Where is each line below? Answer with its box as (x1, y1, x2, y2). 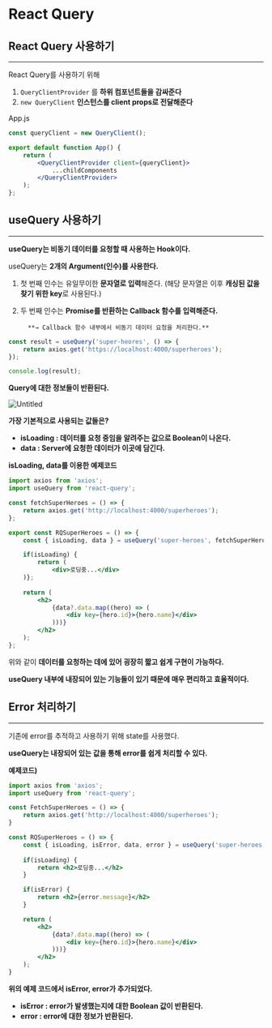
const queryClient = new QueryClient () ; (8, 129, 147, 137)
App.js (8, 114, 30, 122)
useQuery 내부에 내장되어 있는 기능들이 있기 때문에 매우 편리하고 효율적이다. (8, 674, 249, 683)
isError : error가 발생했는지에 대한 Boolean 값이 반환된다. (19, 1000, 204, 1010)
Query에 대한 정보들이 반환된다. (8, 383, 109, 393)
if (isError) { (23, 885, 70, 894)
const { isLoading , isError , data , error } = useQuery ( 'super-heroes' (23, 841, 266, 849)
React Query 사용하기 (8, 39, 115, 53)
